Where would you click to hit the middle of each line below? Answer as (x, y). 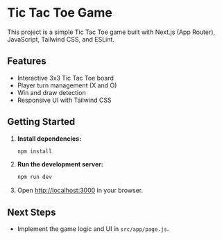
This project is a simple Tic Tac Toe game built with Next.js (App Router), (111, 32)
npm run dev (34, 177)
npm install (34, 151)
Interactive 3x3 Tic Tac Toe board (66, 78)
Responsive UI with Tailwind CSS (65, 100)
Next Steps (32, 212)
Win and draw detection (51, 92)
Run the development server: (60, 164)
